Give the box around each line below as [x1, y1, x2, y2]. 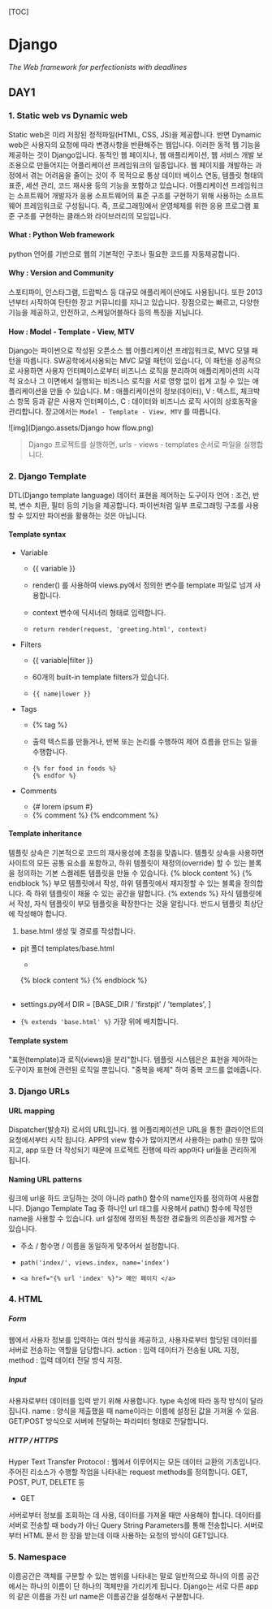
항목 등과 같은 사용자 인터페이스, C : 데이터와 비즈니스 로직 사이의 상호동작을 [16, 397, 258, 406]
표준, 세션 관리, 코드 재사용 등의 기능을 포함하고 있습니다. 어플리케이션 [8, 180, 229, 190]
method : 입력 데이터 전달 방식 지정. [8, 1355, 123, 1365]
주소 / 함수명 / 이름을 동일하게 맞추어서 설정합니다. [19, 1241, 179, 1251]
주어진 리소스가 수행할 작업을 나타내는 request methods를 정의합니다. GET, [8, 1467, 248, 1477]
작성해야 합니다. [16, 909, 67, 918]
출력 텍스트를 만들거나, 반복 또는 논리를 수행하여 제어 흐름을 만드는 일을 [32, 736, 258, 746]
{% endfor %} [32, 771, 77, 779]
